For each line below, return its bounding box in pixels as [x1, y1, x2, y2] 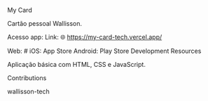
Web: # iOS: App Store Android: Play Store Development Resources [7, 47, 202, 55]
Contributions [7, 74, 47, 82]
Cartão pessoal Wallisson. [7, 20, 83, 27]
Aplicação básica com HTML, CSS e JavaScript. [7, 61, 146, 68]
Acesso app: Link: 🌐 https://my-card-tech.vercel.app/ [7, 33, 162, 41]
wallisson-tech [7, 87, 50, 95]
